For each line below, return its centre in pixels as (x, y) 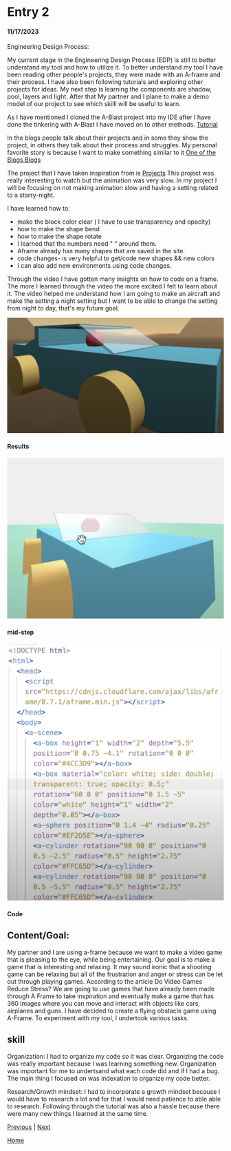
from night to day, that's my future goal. (63, 308)
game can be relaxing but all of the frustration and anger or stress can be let (115, 974)
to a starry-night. (31, 195)
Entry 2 (28, 12)
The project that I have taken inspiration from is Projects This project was (111, 173)
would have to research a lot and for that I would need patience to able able (114, 1099)
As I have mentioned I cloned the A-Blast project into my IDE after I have (109, 117)
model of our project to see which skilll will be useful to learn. (94, 104)
